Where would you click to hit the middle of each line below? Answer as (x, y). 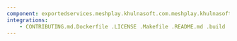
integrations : (28, 20)
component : (23, 14)
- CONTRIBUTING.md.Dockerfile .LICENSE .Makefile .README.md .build (122, 26)
